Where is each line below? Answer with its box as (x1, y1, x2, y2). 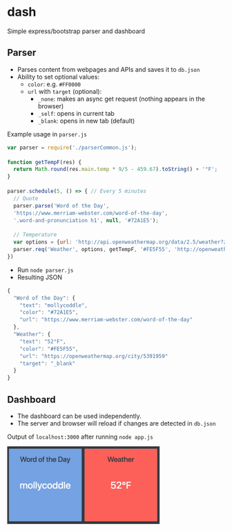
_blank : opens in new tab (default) (37, 117, 135, 125)
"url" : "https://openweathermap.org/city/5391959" (19, 352, 168, 359)
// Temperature (13, 232, 57, 239)
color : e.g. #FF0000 (27, 80, 81, 88)
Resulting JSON (17, 273, 63, 281)
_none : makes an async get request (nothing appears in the (37, 94, 206, 103)
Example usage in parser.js (7, 130, 88, 138)
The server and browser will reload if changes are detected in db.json (17, 419, 216, 428)
